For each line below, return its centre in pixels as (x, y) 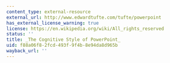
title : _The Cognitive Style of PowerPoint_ (63, 40)
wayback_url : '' (27, 51)
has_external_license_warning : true (53, 23)
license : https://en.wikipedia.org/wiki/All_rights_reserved (85, 28)
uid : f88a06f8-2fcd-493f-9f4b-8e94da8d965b (62, 46)
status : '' (20, 34)
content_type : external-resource (49, 12)
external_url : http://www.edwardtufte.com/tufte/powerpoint (84, 17)
